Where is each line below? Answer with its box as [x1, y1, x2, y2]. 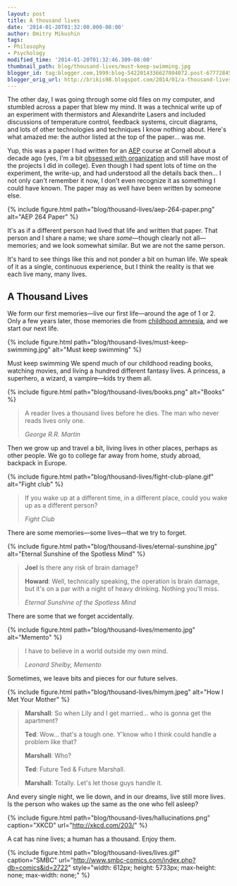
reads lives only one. [24, 417, 85, 425]
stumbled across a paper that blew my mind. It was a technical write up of [7, 103, 222, 112]
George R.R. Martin [24, 430, 81, 438]
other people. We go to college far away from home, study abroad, [7, 451, 201, 460]
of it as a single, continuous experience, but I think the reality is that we [7, 263, 214, 271]
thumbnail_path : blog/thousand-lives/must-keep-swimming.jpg [7, 63, 191, 70]
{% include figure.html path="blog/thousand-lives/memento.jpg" [7, 625, 196, 634]
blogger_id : [7, 69, 42, 76]
